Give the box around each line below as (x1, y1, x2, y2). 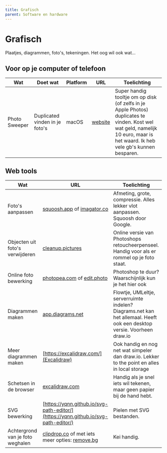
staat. (113, 260, 126, 267)
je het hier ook (113, 281, 147, 288)
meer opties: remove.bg (42, 437, 98, 444)
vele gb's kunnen (115, 144, 155, 151)
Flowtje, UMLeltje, (113, 289, 156, 296)
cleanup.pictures (42, 245, 82, 252)
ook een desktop (113, 320, 153, 327)
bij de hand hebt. (113, 392, 153, 399)
